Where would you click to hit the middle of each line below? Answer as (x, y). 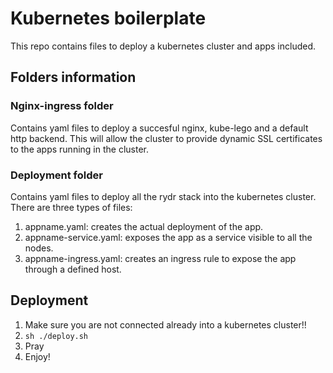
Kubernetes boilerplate (108, 18)
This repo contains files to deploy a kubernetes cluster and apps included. (163, 46)
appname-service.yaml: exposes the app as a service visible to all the (168, 237)
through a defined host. (73, 269)
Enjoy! (37, 356)
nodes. (39, 248)
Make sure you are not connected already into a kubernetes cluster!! (165, 324)
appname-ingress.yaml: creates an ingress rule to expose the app (160, 258)
